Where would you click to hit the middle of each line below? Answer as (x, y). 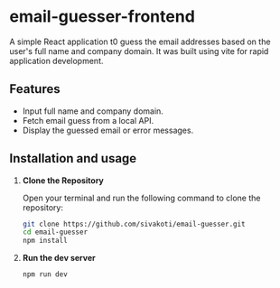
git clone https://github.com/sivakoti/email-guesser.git (134, 224)
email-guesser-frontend (103, 17)
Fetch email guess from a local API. (88, 120)
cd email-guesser (55, 232)
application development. (56, 60)
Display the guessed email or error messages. (108, 130)
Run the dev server (59, 258)
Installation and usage (73, 158)
